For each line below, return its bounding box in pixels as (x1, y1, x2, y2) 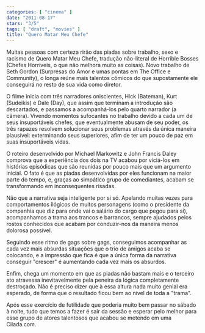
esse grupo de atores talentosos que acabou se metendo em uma (6, 314, 172, 321)
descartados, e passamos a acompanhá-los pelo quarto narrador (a (6, 106, 177, 113)
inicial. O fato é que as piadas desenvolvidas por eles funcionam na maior (6, 169, 192, 177)
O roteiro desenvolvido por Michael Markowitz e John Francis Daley (6, 150, 177, 158)
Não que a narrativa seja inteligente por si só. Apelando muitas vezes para (6, 194, 193, 202)
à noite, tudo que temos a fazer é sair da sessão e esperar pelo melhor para (6, 308, 197, 315)
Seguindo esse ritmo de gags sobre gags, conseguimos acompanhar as (6, 239, 187, 246)
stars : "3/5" (6, 20, 40, 26)
